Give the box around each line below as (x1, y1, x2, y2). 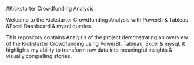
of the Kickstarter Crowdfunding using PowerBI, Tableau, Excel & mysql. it (6, 40, 185, 47)
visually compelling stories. (6, 53, 72, 59)
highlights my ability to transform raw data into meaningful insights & (6, 46, 172, 53)
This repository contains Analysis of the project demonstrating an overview (6, 34, 188, 40)
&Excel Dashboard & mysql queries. (6, 23, 92, 29)
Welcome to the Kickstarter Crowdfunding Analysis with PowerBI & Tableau (6, 16, 189, 23)
